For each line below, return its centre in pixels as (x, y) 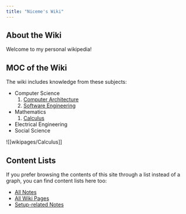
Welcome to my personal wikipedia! (49, 49)
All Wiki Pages (32, 198)
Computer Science (37, 93)
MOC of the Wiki (37, 68)
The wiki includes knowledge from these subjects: (67, 82)
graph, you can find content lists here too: (56, 181)
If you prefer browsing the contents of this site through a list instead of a (93, 175)
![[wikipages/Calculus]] (34, 142)
